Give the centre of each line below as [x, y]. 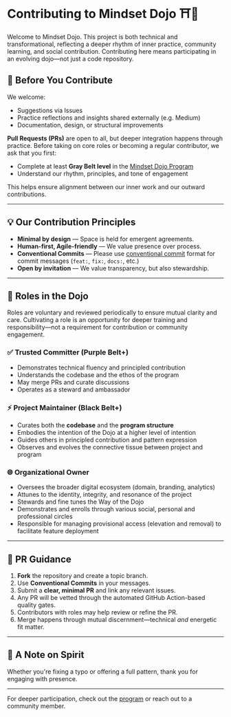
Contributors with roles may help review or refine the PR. [97, 612]
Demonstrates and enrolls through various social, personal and [106, 509]
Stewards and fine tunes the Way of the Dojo [80, 502]
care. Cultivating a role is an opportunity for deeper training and [97, 320]
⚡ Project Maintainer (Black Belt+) [65, 407]
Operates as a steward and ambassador [74, 389]
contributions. [27, 194]
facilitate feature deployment [58, 531]
